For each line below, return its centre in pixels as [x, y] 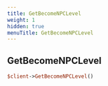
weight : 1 [21, 20]
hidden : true [26, 26]
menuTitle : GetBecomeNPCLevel [51, 33]
